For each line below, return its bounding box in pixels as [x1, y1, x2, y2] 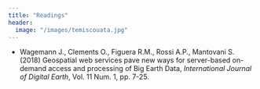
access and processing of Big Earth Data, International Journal [48, 64, 252, 73]
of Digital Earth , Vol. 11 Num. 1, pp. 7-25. [19, 72, 149, 82]
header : [8, 19, 34, 27]
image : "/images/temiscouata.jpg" [15, 26, 128, 34]
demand [19, 64, 47, 73]
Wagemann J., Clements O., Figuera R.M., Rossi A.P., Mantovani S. [19, 48, 235, 57]
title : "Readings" [8, 11, 68, 20]
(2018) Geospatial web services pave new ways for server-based [19, 55, 231, 65]
